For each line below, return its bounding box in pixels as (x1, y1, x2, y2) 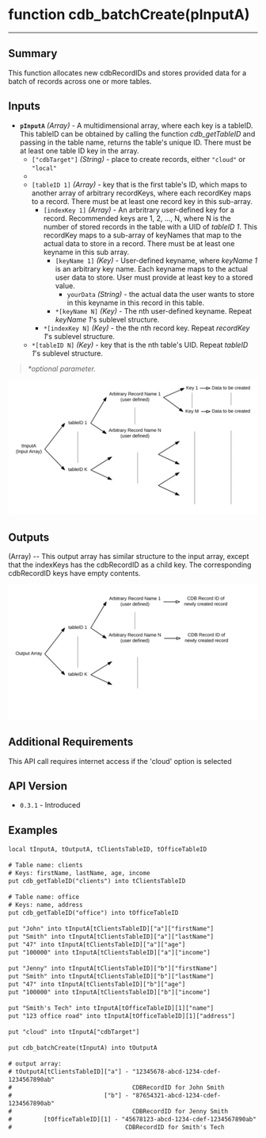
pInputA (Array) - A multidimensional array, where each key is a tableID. (19, 121, 253, 130)
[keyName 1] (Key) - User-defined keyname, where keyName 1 (55, 256, 258, 265)
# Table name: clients (8, 862, 83, 870)
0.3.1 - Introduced (19, 800, 81, 810)
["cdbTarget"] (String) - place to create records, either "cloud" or (31, 154, 245, 164)
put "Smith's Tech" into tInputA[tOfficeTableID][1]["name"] (8, 1005, 215, 1013)
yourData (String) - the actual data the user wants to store (66, 289, 255, 299)
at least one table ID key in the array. (19, 145, 139, 156)
